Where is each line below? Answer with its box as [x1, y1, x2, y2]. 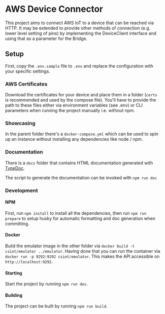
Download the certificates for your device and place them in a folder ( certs [5, 92, 158, 98]
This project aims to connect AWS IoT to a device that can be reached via [5, 20, 154, 26]
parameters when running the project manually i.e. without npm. [5, 108, 135, 114]
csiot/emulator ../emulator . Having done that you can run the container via [5, 248, 161, 254]
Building [5, 292, 23, 298]
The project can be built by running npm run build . [5, 303, 108, 309]
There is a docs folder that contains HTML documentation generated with [5, 159, 153, 166]
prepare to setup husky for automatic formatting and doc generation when [5, 215, 156, 221]
